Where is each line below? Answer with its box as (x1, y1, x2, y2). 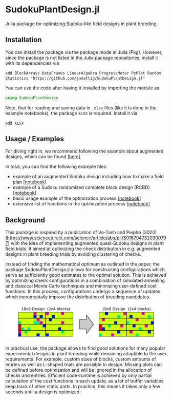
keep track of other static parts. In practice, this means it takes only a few (5, 384, 160, 390)
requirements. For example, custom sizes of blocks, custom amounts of (5, 356, 156, 363)
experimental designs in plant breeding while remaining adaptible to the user (5, 351, 167, 357)
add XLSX (5, 121, 24, 126)
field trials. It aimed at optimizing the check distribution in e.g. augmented (5, 245, 161, 252)
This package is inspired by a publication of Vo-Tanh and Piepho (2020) (5, 230, 157, 236)
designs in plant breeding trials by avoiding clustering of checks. (5, 251, 142, 257)
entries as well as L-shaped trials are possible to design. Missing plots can (5, 361, 162, 368)
